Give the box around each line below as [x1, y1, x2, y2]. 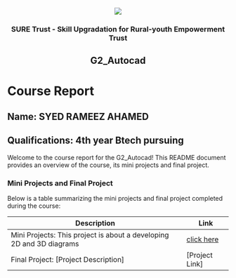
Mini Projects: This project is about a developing [11, 230, 169, 239]
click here [186, 234, 219, 244]
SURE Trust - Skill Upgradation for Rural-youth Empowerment [11, 24, 225, 34]
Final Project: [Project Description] [11, 255, 125, 264]
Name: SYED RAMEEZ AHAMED [7, 110, 149, 122]
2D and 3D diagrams [11, 239, 79, 249]
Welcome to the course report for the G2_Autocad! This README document [7, 153, 226, 161]
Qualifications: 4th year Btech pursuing [7, 135, 184, 147]
